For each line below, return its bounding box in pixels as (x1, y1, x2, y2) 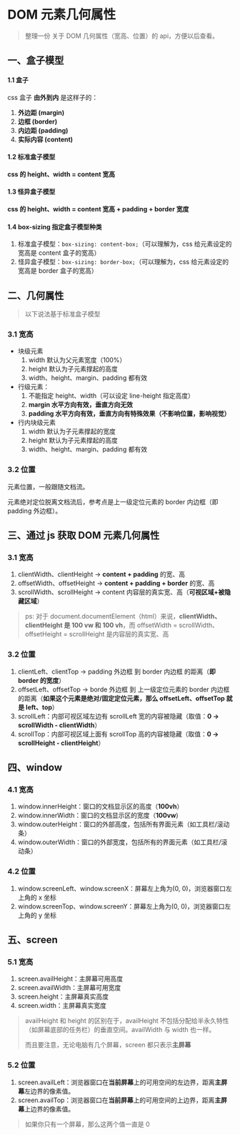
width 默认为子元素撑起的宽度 (28, 427, 116, 436)
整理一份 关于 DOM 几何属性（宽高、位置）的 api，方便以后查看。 (24, 31, 219, 40)
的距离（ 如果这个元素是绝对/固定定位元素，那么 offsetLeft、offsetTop (17, 694, 225, 702)
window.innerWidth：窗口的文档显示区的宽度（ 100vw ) (17, 811, 179, 820)
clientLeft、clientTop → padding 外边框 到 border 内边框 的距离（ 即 (17, 667, 216, 676)
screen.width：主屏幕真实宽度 (17, 1001, 107, 1010)
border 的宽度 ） (17, 676, 66, 684)
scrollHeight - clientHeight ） (17, 739, 105, 747)
